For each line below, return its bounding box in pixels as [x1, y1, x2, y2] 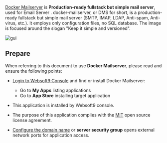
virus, [5, 20, 17, 26]
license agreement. [12, 117, 52, 123]
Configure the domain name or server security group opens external [12, 127, 155, 133]
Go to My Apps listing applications [19, 87, 91, 93]
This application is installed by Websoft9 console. [12, 102, 115, 108]
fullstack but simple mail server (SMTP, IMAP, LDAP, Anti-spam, [18, 15, 150, 20]
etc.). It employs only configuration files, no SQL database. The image [17, 20, 162, 26]
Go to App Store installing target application [19, 92, 111, 99]
